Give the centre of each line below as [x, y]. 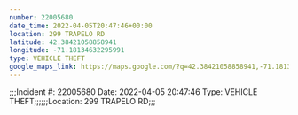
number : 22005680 [41, 17]
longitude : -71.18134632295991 [67, 50]
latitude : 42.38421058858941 [63, 42]
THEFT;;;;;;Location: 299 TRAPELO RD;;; [82, 101]
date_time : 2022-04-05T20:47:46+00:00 [81, 26]
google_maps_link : [43, 67]
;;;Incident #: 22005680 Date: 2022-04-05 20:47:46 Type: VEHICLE [133, 92]
